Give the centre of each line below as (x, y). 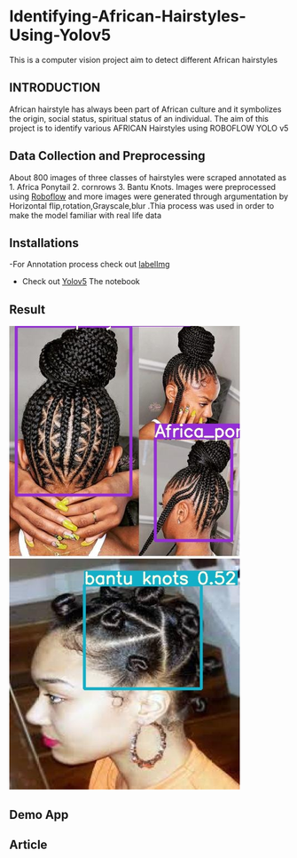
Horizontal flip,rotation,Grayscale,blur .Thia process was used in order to (142, 205)
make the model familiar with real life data (86, 215)
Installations (44, 243)
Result (27, 310)
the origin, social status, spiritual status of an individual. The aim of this (139, 118)
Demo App (39, 814)
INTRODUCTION (55, 87)
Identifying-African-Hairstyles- (128, 16)
